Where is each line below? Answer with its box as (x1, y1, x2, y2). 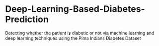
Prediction (5, 14, 49, 25)
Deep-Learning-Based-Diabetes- (5, 3, 145, 15)
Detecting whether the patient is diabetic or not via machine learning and (5, 30, 155, 36)
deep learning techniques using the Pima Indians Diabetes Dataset (5, 35, 142, 41)
